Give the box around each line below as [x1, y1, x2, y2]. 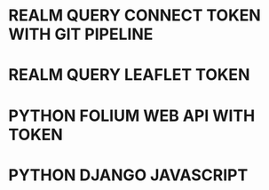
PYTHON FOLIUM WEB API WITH [8, 106, 256, 125]
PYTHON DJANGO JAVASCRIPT [8, 165, 249, 185]
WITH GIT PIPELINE [8, 24, 154, 44]
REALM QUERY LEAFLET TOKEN [8, 65, 250, 85]
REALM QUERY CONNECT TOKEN [8, 5, 261, 26]
